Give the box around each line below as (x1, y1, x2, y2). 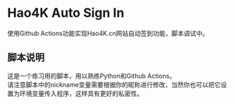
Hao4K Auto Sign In (7, 5, 125, 21)
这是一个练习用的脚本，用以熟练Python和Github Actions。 (7, 72, 176, 80)
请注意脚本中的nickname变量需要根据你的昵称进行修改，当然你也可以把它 (7, 80, 221, 89)
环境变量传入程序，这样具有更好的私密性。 (19, 89, 143, 98)
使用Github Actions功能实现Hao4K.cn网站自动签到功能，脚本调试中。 (7, 29, 209, 37)
